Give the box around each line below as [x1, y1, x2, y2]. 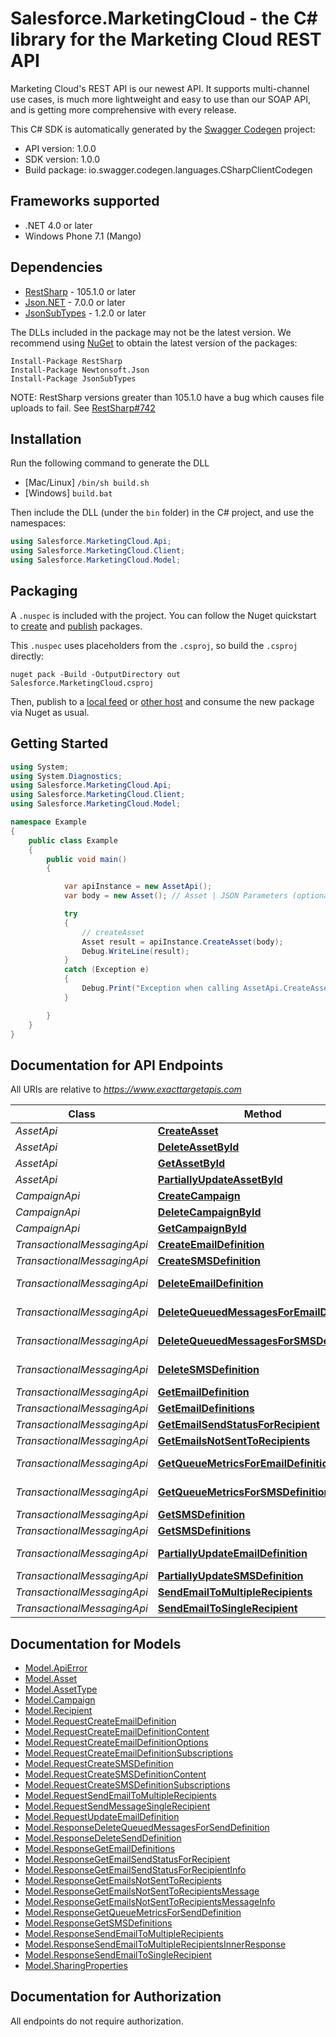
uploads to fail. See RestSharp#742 [10, 402, 156, 414]
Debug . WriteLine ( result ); [81, 946, 190, 956]
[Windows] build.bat [24, 487, 113, 499]
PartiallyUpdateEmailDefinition [157, 1547, 308, 1561]
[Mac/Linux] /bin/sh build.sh [24, 477, 150, 489]
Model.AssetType [24, 1683, 98, 1695]
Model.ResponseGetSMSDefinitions [24, 1917, 173, 1929]
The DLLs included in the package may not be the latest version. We [10, 326, 292, 338]
